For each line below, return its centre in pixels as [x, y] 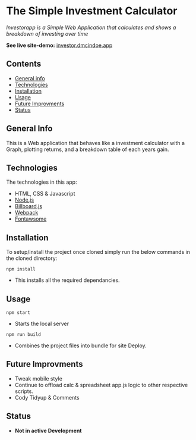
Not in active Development [48, 430]
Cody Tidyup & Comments [47, 397]
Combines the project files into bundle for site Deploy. [80, 345]
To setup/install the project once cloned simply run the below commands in [98, 252]
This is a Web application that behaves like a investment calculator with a [96, 143]
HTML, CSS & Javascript [45, 194]
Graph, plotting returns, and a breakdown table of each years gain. [88, 149]
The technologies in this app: [42, 182]
